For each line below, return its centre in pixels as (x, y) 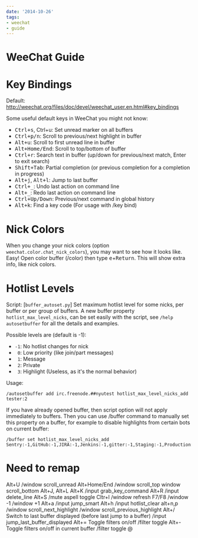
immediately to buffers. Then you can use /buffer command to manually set (98, 416)
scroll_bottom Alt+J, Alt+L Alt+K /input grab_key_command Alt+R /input (93, 491)
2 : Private (29, 365)
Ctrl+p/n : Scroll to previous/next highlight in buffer (78, 136)
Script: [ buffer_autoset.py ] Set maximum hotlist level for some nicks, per (95, 304)
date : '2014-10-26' (30, 12)
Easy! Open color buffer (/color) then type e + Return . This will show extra (96, 258)
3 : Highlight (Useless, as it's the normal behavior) (77, 372)
